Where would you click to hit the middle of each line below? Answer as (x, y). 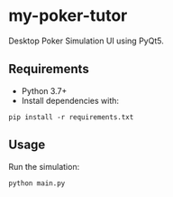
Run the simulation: (44, 166)
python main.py (37, 183)
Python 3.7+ (44, 90)
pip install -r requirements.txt (71, 117)
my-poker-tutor (68, 16)
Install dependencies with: (70, 100)
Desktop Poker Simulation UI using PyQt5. (86, 41)
